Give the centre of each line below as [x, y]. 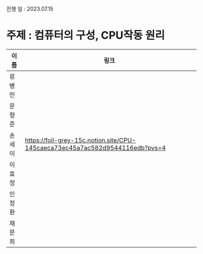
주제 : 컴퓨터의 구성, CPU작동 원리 [85, 36]
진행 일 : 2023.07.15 [30, 9]
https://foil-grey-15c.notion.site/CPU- [80, 140]
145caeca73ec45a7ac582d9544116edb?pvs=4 [95, 147]
